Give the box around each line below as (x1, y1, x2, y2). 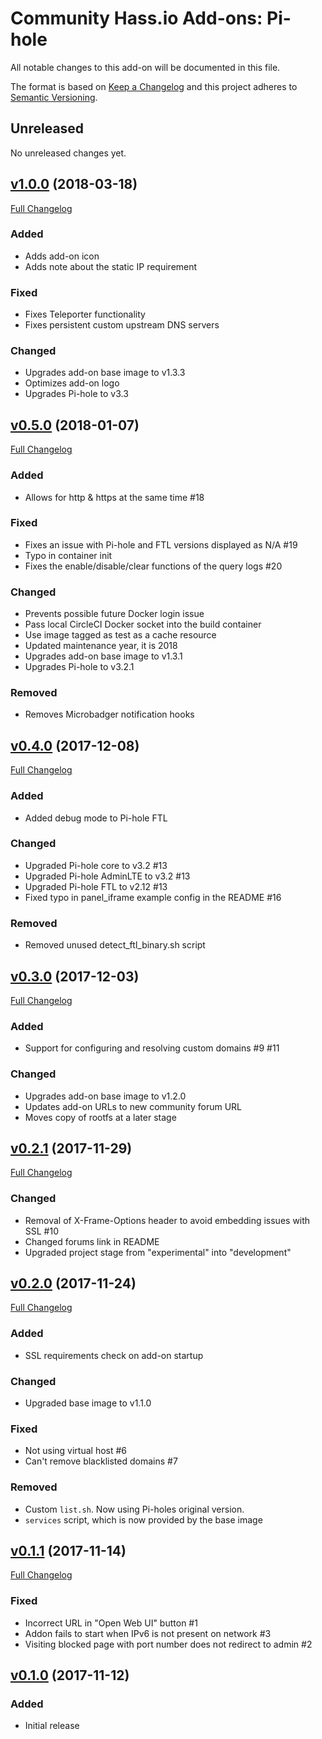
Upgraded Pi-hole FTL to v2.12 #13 (24, 880, 168, 892)
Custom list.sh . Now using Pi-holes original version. (24, 1503, 245, 1515)
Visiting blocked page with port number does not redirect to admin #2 (24, 1638, 313, 1650)
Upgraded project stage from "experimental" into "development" (24, 1246, 292, 1258)
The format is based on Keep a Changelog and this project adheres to (10, 80, 298, 92)
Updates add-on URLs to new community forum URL (24, 1100, 243, 1112)
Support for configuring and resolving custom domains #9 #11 (24, 1042, 280, 1054)
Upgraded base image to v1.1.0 (24, 1397, 152, 1409)
